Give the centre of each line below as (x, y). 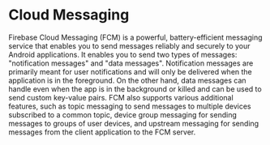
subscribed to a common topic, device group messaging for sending (123, 114)
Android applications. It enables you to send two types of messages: (123, 54)
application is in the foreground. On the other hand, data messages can (127, 80)
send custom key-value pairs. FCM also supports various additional (121, 97)
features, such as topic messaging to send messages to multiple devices (130, 106)
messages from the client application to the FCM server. (102, 132)
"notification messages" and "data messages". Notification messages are (131, 63)
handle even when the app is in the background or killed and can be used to (135, 89)
